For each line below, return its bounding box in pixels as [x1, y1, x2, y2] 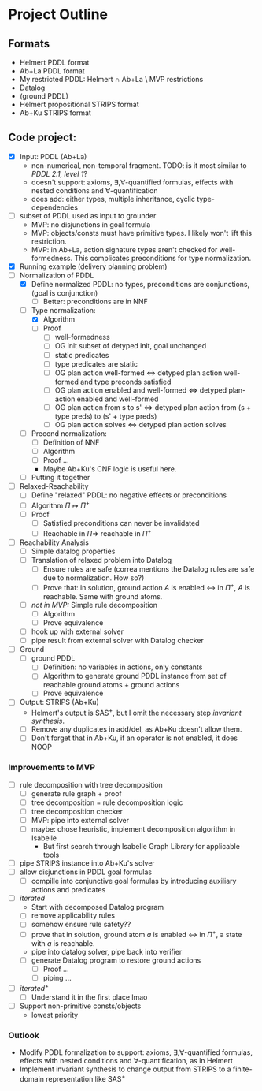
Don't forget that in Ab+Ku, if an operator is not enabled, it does [31, 733, 238, 743]
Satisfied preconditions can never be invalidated [42, 519, 200, 528]
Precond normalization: [31, 428, 108, 438]
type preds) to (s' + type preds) [54, 411, 157, 421]
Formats [8, 37, 50, 50]
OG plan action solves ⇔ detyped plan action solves [54, 419, 227, 429]
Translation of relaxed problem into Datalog [31, 556, 172, 564]
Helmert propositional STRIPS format [19, 100, 139, 109]
